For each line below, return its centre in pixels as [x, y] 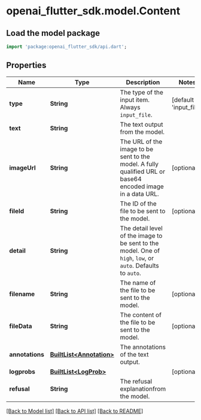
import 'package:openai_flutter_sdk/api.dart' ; [67, 47]
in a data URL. [140, 194]
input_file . [136, 115]
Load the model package [53, 33]
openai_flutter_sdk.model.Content [93, 11]
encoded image [142, 186]
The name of [138, 283]
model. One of [140, 250]
